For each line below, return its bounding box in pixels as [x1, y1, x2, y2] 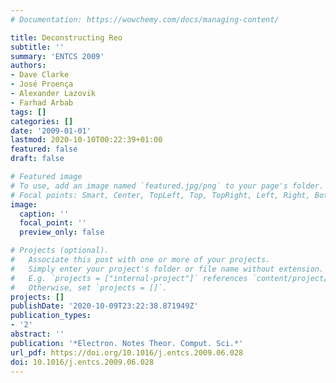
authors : [10, 61, 47, 71]
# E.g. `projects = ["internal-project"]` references [10, 273, 248, 283]
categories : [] [10, 116, 74, 126]
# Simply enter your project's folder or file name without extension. [10, 264, 325, 274]
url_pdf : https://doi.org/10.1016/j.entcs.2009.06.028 [10, 347, 244, 358]
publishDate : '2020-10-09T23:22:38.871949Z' [10, 301, 199, 311]
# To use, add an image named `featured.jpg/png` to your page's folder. [10, 181, 325, 191]
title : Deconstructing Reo [10, 32, 123, 43]
